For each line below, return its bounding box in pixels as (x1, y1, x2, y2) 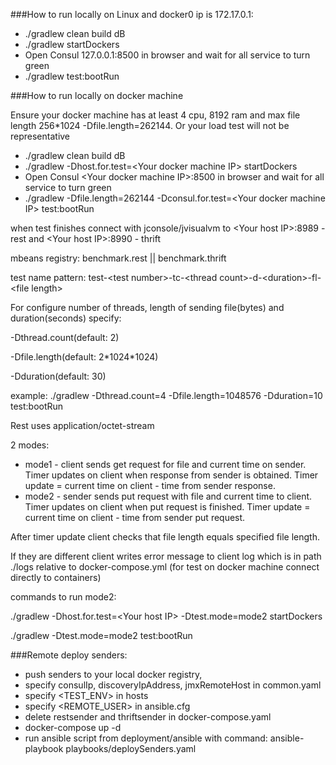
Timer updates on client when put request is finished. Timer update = (24, 501, 311, 513)
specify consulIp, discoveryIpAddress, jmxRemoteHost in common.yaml (24, 679, 322, 691)
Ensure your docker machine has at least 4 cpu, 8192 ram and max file (10, 109, 301, 121)
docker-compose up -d (24, 722, 122, 733)
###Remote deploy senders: (10, 649, 128, 661)
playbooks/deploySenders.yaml (65, 743, 197, 754)
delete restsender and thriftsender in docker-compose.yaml (24, 711, 272, 723)
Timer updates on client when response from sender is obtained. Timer (24, 469, 319, 481)
